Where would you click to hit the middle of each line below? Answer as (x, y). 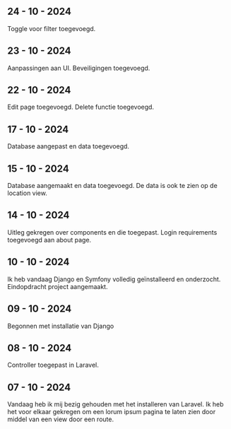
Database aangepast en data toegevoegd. (68, 146)
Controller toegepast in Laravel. (53, 365)
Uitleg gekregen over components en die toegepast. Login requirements (112, 232)
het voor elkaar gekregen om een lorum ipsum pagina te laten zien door (112, 412)
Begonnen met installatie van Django (61, 326)
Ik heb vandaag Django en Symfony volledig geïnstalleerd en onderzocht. (114, 279)
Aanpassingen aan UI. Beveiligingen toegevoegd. (79, 68)
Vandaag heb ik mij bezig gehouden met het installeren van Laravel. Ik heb (115, 404)
